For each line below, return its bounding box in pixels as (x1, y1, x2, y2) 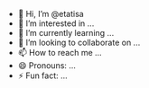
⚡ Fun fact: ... (17, 70, 68, 81)
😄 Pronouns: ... (17, 60, 77, 71)
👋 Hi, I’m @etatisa (17, 9, 84, 19)
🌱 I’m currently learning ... (17, 28, 115, 38)
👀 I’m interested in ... (17, 18, 95, 29)
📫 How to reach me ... (17, 48, 102, 57)
